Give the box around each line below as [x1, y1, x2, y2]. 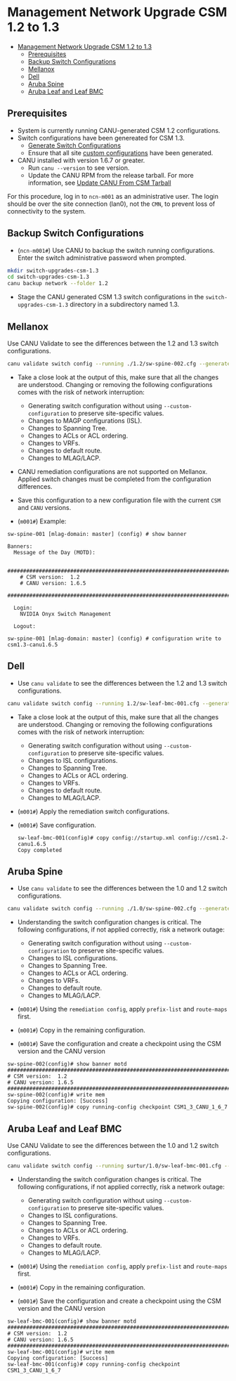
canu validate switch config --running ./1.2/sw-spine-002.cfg [7, 360, 197, 367]
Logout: [13, 622, 37, 629]
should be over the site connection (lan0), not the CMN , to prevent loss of [7, 199, 216, 208]
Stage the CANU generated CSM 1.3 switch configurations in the [17, 293, 204, 301]
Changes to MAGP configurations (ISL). [27, 416, 143, 425]
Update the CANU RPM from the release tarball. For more [27, 171, 195, 179]
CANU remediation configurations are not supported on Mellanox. [17, 467, 208, 476]
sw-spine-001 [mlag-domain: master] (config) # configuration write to [7, 635, 221, 642]
